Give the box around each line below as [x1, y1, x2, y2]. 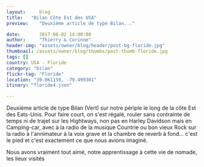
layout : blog [6, 9, 51, 15]
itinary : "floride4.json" [6, 82, 72, 88]
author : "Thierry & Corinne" [6, 37, 92, 43]
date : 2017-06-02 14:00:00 [6, 31, 92, 37]
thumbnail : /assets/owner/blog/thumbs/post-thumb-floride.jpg [6, 48, 168, 55]
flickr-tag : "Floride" [6, 71, 64, 77]
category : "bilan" [6, 65, 53, 71]
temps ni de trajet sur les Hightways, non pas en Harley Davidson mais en [6, 117, 192, 125]
